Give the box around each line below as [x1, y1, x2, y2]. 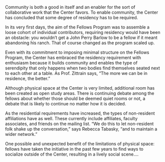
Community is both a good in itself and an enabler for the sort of [5, 4, 135, 10]
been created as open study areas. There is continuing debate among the [5, 91, 154, 96]
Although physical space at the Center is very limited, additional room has [5, 85, 155, 91]
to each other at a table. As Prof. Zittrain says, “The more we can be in [5, 70, 148, 76]
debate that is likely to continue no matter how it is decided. [5, 101, 127, 106]
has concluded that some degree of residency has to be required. [5, 15, 138, 20]
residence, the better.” [5, 76, 50, 81]
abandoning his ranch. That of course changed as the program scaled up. [5, 40, 155, 46]
